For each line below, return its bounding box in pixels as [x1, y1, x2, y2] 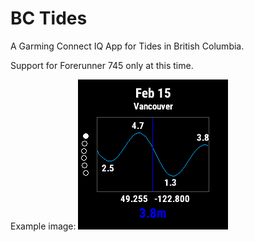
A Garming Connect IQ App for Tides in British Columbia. [10, 40, 245, 52]
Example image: [10, 220, 77, 232]
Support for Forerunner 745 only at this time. [10, 59, 194, 71]
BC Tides [10, 7, 88, 30]
